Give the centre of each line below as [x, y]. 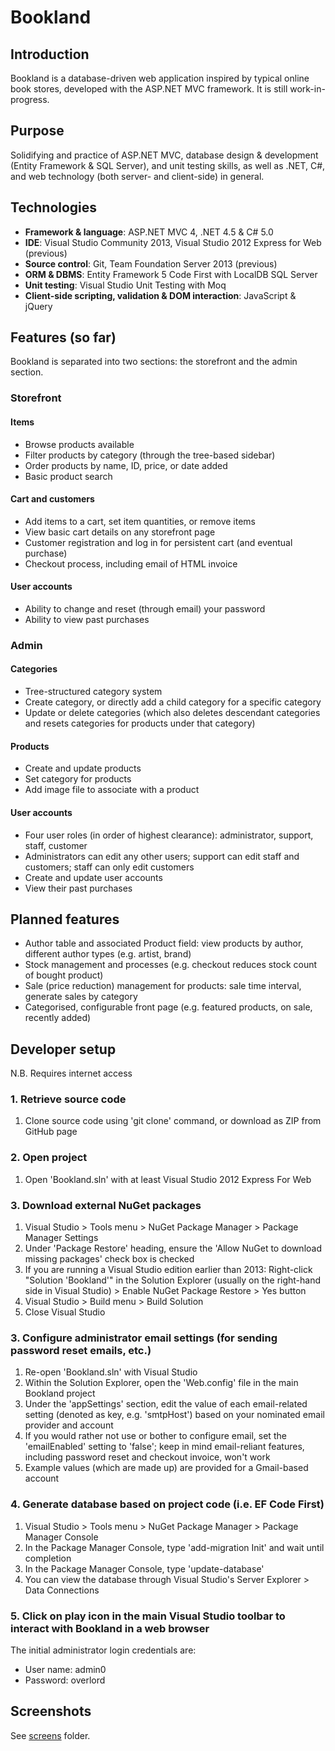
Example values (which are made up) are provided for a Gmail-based [166, 1468]
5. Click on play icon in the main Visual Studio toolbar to [148, 1616]
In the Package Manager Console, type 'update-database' [144, 1568]
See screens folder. [50, 1735]
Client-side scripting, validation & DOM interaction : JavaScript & [160, 295]
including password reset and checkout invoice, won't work [147, 1457]
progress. [30, 99]
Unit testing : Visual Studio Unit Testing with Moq [125, 285]
